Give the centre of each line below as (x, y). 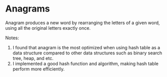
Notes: (12, 38)
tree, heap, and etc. (33, 58)
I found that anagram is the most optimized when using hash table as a (86, 47)
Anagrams (28, 9)
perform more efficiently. (38, 69)
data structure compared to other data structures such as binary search (87, 53)
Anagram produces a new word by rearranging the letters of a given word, (83, 23)
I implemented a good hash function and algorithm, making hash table (85, 63)
